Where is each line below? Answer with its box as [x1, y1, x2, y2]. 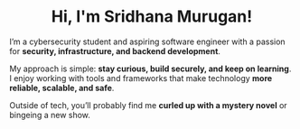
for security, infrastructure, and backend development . [9, 45, 221, 56]
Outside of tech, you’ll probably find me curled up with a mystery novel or [9, 99, 287, 110]
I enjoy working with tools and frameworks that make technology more [9, 72, 273, 83]
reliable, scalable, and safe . [9, 82, 115, 93]
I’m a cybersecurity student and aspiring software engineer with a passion [9, 36, 286, 47]
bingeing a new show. [9, 109, 90, 120]
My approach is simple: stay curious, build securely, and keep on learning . [9, 63, 292, 74]
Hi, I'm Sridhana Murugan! [51, 6, 253, 27]
